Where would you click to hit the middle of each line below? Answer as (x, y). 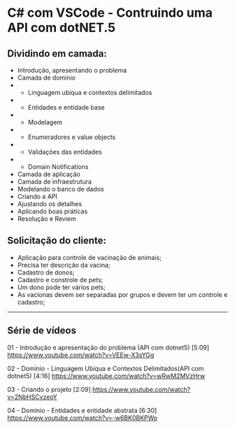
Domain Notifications (58, 167)
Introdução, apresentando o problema (72, 70)
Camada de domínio (46, 78)
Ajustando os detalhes (50, 204)
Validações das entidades (65, 152)
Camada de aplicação (49, 174)
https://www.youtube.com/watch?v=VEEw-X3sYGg (81, 355)
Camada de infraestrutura (55, 182)
